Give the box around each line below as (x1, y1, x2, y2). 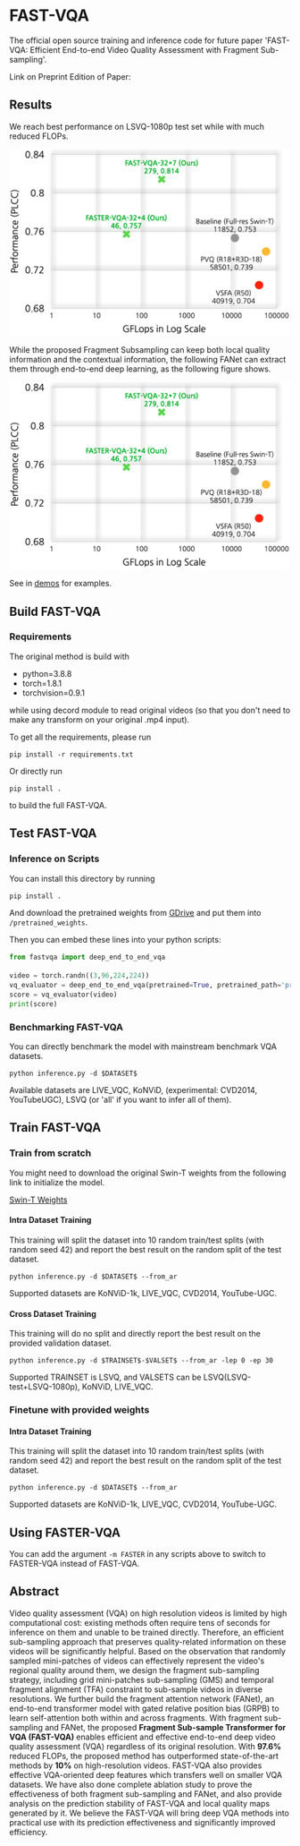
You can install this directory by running (9, 873, 155, 884)
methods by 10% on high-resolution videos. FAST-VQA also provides (9, 1760, 262, 1771)
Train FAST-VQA (9, 1120, 102, 1135)
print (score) (9, 999, 58, 1008)
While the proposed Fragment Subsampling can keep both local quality (9, 345, 271, 355)
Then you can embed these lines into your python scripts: (9, 934, 221, 944)
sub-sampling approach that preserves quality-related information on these (9, 1636, 287, 1647)
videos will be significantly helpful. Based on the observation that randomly (9, 1645, 286, 1656)
